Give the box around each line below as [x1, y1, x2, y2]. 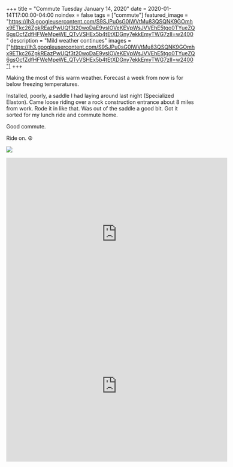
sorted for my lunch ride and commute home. [6, 111, 118, 118]
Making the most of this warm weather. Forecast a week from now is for [6, 74, 184, 81]
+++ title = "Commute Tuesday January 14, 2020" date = [6, 5, 147, 12]
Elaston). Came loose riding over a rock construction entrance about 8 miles [6, 98, 194, 106]
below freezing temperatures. [6, 80, 80, 88]
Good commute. [6, 123, 46, 130]
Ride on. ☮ [6, 134, 33, 142]
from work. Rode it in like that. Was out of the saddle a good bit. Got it [6, 105, 178, 112]
